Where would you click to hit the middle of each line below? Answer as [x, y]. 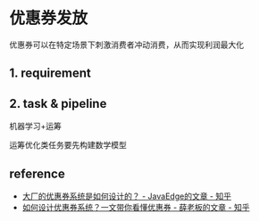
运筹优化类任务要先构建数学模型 [68, 145]
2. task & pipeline [58, 103]
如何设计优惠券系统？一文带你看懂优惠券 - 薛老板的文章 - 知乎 [136, 207]
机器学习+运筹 [36, 127]
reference [37, 173]
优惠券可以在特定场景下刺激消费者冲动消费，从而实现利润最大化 [126, 45]
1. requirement [50, 74]
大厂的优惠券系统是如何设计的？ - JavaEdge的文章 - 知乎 [127, 196]
